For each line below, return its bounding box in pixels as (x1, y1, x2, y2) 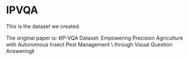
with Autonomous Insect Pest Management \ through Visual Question (6, 41, 173, 48)
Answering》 (6, 47, 35, 54)
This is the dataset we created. (6, 23, 81, 30)
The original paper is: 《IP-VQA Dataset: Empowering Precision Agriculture (6, 34, 183, 41)
